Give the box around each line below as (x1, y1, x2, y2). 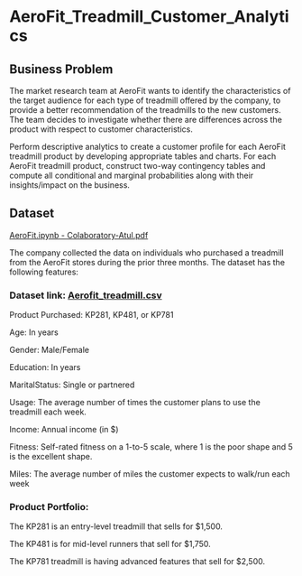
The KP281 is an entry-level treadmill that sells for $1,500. (9, 521, 224, 532)
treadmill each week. (9, 406, 87, 417)
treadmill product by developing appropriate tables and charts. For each (9, 151, 277, 162)
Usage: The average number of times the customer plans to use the (9, 397, 261, 408)
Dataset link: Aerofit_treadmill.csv (9, 289, 162, 302)
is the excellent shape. (9, 451, 93, 462)
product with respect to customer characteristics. (9, 124, 194, 135)
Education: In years (9, 362, 81, 373)
